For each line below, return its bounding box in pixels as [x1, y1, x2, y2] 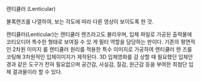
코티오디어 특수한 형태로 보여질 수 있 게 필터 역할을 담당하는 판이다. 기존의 [6, 38, 179, 45]
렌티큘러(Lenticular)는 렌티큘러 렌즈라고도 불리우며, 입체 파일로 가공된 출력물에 [6, 31, 193, 38]
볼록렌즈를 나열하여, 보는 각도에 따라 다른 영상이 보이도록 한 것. [6, 18, 154, 25]
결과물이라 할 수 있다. [12, 68, 63, 75]
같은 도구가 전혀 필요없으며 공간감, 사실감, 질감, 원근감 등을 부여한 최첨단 [17, 61, 188, 68]
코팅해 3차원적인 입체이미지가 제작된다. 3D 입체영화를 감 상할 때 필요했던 [6, 53, 178, 60]
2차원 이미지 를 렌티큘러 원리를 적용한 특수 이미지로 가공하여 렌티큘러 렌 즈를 [12, 46, 193, 53]
